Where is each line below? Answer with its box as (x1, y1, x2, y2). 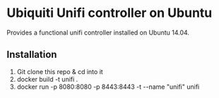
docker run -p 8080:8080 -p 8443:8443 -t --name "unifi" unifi (16, 82, 200, 91)
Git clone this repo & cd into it (16, 67, 103, 75)
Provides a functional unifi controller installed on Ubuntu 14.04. (6, 28, 190, 37)
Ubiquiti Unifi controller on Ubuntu (6, 5, 213, 21)
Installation (6, 49, 57, 61)
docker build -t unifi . (16, 75, 78, 83)
